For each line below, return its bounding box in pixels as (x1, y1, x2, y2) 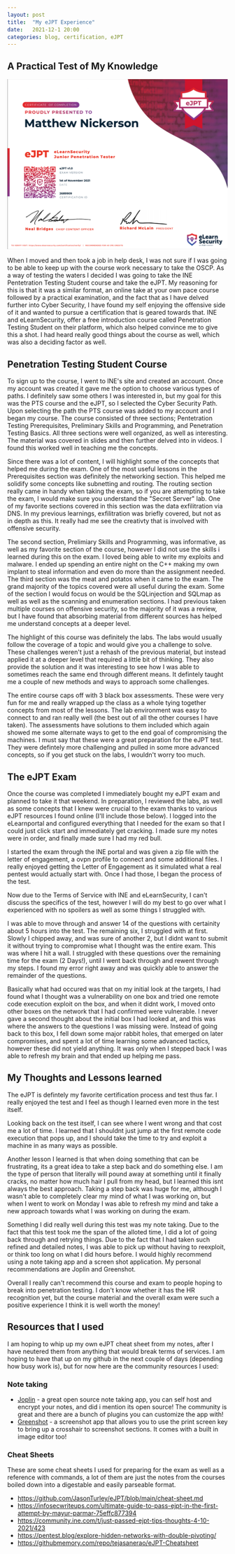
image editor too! (17, 1432, 67, 1441)
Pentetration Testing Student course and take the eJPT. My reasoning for (7, 278, 218, 287)
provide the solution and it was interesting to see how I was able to (7, 663, 199, 671)
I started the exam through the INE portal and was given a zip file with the (7, 848, 219, 856)
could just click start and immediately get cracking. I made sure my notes (7, 827, 218, 835)
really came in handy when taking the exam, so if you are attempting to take (7, 487, 226, 496)
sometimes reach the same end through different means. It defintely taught (7, 670, 224, 678)
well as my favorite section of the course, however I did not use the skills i (7, 546, 220, 554)
